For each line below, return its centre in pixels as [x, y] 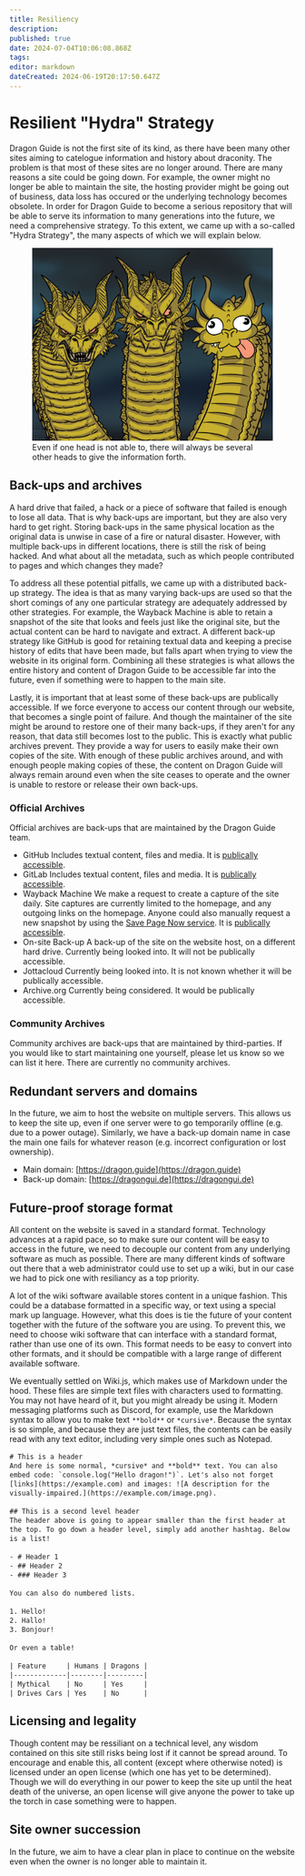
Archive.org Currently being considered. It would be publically [138, 991]
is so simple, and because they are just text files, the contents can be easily [151, 1429]
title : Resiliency [44, 19]
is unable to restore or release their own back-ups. [104, 784]
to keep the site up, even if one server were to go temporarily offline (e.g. [146, 1123]
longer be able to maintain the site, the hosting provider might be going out [149, 187]
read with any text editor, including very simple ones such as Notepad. [141, 1438]
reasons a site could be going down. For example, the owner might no [140, 177]
